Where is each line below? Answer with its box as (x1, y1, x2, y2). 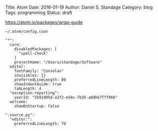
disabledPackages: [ (14, 47, 57, 52)
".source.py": (5, 112, 35, 117)
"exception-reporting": (10, 90, 59, 95)
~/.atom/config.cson (5, 29, 49, 34)
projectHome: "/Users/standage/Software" (14, 60, 102, 65)
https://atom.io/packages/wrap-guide (5, 20, 83, 25)
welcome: (10, 99, 28, 104)
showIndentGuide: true (14, 82, 62, 87)
